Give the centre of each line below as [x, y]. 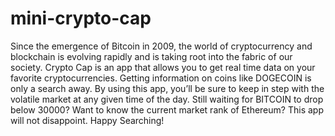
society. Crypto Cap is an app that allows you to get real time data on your [163, 67]
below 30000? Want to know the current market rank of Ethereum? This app [167, 109]
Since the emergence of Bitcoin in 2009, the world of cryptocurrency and [161, 46]
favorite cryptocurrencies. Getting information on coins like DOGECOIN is [161, 78]
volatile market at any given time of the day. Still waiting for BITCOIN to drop [167, 99]
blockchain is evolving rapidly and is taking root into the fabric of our [151, 56]
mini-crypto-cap [81, 18]
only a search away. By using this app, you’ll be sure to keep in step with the [167, 88]
